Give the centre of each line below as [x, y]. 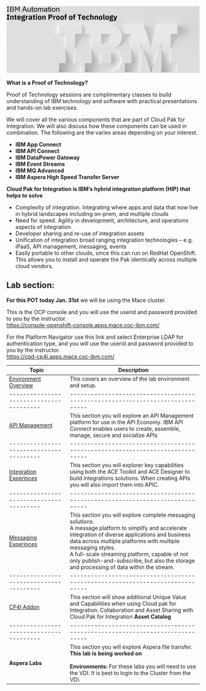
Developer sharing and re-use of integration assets [80, 233]
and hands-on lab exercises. [42, 107]
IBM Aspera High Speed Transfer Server [67, 177]
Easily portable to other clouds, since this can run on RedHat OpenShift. [106, 253]
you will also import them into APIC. [114, 485]
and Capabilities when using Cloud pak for [123, 604]
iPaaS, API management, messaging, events [71, 246]
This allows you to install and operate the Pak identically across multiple [106, 259]
